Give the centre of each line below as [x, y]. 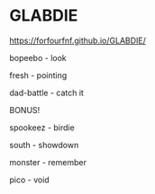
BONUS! [25, 110]
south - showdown [44, 145]
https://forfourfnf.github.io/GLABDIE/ [78, 40]
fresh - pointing [38, 75]
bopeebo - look [38, 57]
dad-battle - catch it [46, 93]
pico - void [29, 180]
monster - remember [48, 162]
